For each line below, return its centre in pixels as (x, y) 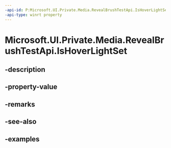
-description (25, 70)
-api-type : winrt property (33, 15)
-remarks (20, 104)
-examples (22, 139)
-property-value (31, 87)
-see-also (21, 122)
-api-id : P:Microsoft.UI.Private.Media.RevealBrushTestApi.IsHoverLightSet (87, 10)
